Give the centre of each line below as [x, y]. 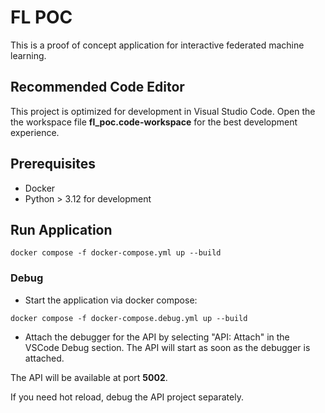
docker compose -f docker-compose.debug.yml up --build [129, 318]
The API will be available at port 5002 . [89, 377]
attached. [44, 358]
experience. [35, 132]
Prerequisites [53, 164]
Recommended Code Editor [97, 87]
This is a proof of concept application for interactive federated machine [157, 45]
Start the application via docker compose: [111, 300]
